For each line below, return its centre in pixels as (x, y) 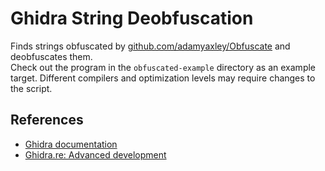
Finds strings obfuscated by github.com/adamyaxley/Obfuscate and (150, 46)
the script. (31, 88)
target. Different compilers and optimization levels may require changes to (163, 78)
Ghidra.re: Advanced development (95, 154)
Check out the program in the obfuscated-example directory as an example (163, 67)
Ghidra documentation (71, 144)
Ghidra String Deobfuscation (132, 18)
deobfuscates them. (51, 56)
